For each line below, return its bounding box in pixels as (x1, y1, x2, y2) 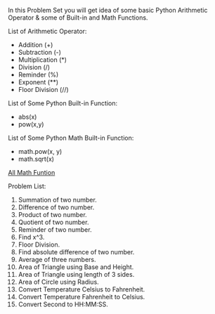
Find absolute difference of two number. (18, 248, 135, 256)
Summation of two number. (18, 196, 97, 204)
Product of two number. (18, 211, 87, 218)
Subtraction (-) (18, 48, 62, 56)
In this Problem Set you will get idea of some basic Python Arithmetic (8, 6, 208, 14)
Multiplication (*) (18, 55, 67, 64)
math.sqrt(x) (18, 155, 55, 163)
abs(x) (18, 112, 37, 121)
